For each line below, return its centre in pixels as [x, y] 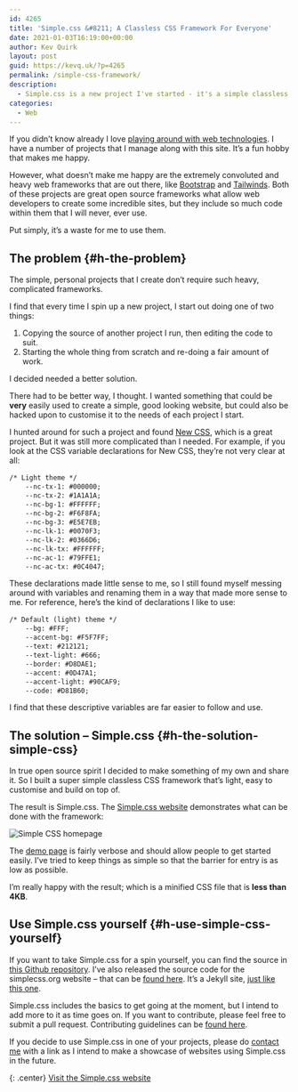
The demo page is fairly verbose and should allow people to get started [140, 851]
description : [33, 85]
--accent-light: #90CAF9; [73, 682]
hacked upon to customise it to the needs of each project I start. [127, 415]
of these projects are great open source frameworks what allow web [135, 194]
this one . [25, 988]
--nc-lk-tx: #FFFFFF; [65, 549]
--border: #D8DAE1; [61, 664]
